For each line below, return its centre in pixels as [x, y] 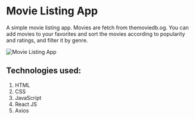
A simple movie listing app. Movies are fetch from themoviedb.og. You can [97, 28]
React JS [26, 104]
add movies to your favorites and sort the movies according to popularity [96, 33]
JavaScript [28, 97]
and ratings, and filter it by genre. [47, 40]
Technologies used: [44, 71]
